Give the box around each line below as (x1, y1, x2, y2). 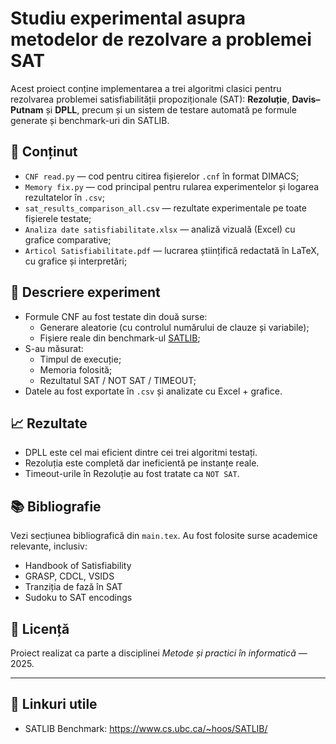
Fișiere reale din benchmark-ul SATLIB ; (39, 332, 201, 344)
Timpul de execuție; (39, 353, 122, 365)
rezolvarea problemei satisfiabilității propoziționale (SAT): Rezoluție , (10, 93, 290, 105)
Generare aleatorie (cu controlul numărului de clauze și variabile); (39, 321, 310, 333)
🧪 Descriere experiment (10, 284, 161, 301)
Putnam (10, 103, 44, 116)
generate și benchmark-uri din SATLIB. (10, 114, 170, 126)
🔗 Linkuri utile (10, 696, 98, 713)
